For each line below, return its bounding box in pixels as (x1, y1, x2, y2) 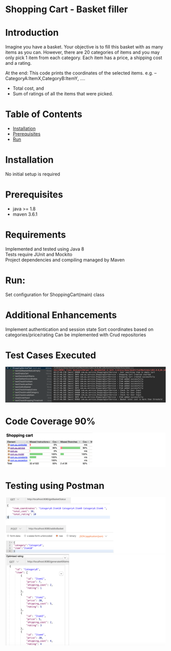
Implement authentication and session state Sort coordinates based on (5, 326, 154, 332)
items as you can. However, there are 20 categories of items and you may (5, 49, 160, 56)
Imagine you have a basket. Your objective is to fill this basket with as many (5, 44, 163, 50)
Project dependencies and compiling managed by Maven (5, 257, 125, 263)
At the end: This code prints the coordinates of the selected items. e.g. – (5, 70, 157, 76)
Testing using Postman (5, 480, 105, 491)
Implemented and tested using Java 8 (5, 246, 84, 252)
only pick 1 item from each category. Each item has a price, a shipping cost (5, 55, 162, 61)
